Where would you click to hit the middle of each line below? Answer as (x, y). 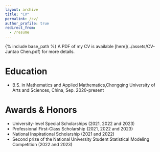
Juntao (12, 51)
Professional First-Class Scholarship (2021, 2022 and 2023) (72, 128)
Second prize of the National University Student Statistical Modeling (81, 139)
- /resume (19, 32)
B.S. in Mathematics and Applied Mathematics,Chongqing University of (84, 85)
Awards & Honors (41, 110)
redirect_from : (21, 28)
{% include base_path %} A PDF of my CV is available (59, 46)
